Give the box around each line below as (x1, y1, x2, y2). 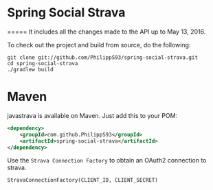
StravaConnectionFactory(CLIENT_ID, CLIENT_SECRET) (7, 177, 158, 184)
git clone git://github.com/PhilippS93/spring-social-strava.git (7, 54, 198, 61)
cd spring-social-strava (7, 60, 78, 67)
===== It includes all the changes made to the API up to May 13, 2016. (7, 27, 206, 36)
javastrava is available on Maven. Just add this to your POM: (7, 111, 178, 119)
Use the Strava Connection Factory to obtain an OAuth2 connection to (7, 156, 207, 165)
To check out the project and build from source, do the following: (7, 40, 191, 49)
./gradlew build (7, 66, 54, 73)
